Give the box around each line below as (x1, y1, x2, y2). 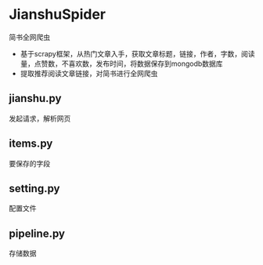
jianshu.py (9, 92, 62, 105)
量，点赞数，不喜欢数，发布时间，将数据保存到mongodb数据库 (20, 59, 223, 68)
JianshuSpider (9, 5, 106, 24)
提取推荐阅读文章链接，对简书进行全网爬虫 (20, 68, 158, 78)
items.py (9, 137, 53, 151)
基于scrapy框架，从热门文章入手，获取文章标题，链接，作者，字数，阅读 (20, 49, 255, 58)
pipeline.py (9, 227, 66, 240)
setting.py (9, 182, 60, 195)
